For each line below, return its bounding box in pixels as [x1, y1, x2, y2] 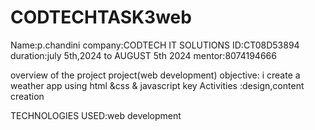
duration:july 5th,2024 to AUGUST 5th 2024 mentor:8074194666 [10, 49, 277, 61]
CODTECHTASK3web [10, 6, 192, 29]
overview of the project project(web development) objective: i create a [10, 69, 301, 81]
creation [10, 90, 45, 102]
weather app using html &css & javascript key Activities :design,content [10, 79, 305, 91]
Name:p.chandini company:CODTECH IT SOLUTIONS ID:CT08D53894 [10, 39, 300, 51]
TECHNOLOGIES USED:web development [10, 109, 182, 121]
